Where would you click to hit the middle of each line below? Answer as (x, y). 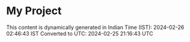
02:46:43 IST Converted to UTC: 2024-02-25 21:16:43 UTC (80, 33)
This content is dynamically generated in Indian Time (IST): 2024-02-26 (95, 27)
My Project (34, 11)
